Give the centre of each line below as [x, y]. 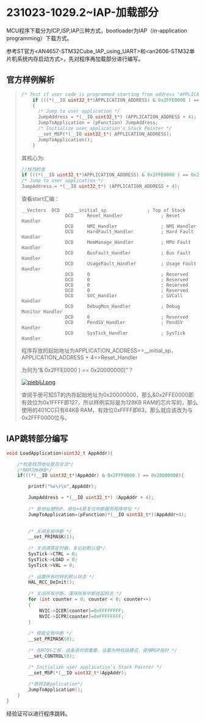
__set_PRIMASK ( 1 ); [52, 537]
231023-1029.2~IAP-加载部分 [82, 13]
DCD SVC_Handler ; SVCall [124, 296]
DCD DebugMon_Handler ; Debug [123, 306]
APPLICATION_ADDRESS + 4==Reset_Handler [79, 357]
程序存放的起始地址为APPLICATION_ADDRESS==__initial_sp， [99, 351]
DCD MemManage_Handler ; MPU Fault [128, 242]
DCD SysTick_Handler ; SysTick [125, 333]
